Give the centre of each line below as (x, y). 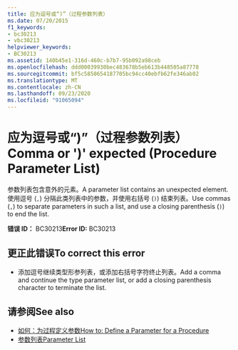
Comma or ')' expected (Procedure (112, 154)
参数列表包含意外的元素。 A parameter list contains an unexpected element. (118, 189)
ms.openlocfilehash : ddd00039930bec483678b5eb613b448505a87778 (103, 67)
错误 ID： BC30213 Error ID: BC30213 (62, 229)
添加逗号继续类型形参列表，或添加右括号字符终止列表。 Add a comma (119, 271)
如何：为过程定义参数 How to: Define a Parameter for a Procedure (113, 330)
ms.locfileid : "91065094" (46, 101)
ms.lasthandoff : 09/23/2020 (49, 94)
